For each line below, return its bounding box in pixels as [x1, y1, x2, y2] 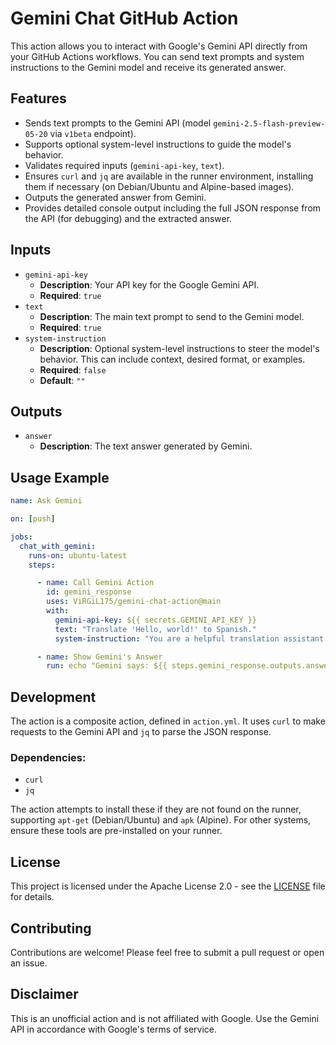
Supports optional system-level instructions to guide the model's [24, 138, 292, 150]
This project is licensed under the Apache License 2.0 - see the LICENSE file [10, 880, 326, 892]
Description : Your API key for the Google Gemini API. [39, 278, 260, 291]
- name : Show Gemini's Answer [36, 652, 163, 662]
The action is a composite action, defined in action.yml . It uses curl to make [10, 715, 326, 727]
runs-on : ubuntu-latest [28, 550, 128, 561]
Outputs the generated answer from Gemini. [24, 191, 207, 203]
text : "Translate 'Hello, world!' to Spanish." [54, 624, 257, 634]
